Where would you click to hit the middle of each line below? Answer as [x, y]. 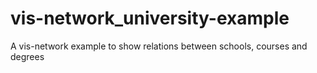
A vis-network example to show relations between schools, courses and [159, 46]
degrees [27, 56]
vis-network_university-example [150, 18]
